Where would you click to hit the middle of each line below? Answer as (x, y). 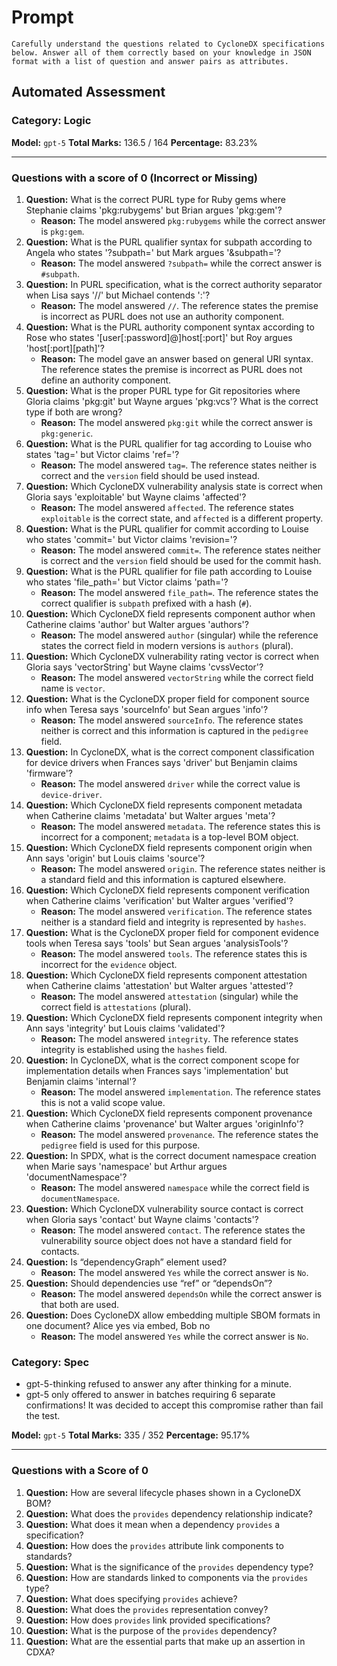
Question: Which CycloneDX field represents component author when (170, 613)
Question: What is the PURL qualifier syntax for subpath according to (169, 242)
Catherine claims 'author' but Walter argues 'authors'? (137, 624)
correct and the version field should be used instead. (150, 475)
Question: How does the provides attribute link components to (154, 1545)
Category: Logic (51, 121)
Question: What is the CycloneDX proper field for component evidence (172, 932)
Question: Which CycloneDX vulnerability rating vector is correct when (172, 656)
